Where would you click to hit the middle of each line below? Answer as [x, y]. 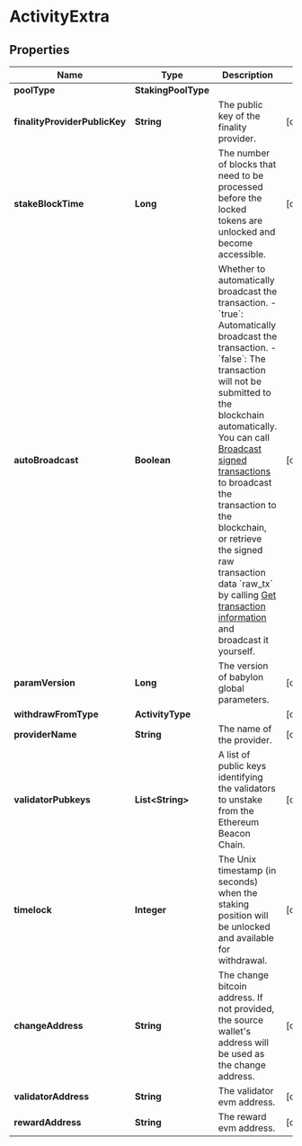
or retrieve [240, 539]
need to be [241, 175]
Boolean [152, 460]
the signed [240, 550]
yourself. [237, 651]
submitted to [244, 393]
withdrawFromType [56, 714]
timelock [33, 910]
